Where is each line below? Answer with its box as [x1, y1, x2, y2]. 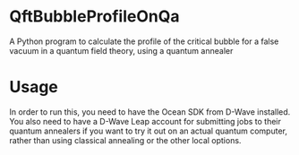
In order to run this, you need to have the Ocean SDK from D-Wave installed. [9, 106, 291, 117]
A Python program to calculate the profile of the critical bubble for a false [9, 36, 279, 47]
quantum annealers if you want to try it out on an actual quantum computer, [9, 125, 288, 136]
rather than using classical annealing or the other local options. [9, 134, 242, 145]
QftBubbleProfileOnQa [9, 6, 180, 27]
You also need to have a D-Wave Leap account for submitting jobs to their [9, 116, 282, 126]
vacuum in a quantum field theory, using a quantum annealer [9, 45, 234, 56]
